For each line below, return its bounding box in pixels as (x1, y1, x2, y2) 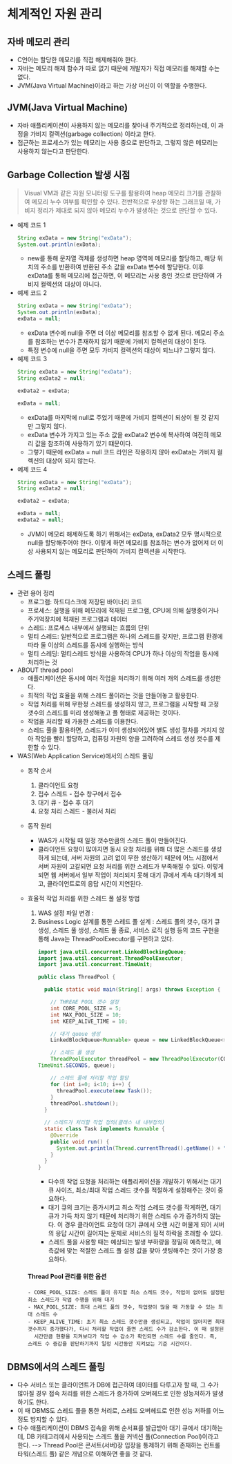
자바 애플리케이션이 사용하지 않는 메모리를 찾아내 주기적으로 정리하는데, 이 (17, 121, 217, 129)
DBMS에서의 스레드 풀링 (7, 1361, 106, 1373)
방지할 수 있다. (30, 1415, 69, 1423)
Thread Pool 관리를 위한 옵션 (27, 1272, 107, 1280)
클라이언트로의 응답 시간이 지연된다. (47, 879, 144, 887)
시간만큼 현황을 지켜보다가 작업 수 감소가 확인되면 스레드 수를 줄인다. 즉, (33, 1333, 217, 1340)
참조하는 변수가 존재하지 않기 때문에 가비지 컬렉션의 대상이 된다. (35, 338, 206, 345)
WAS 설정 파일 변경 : (37, 909, 95, 917)
